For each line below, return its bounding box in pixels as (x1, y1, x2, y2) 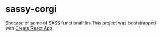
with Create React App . (5, 25, 54, 31)
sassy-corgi (5, 3, 57, 15)
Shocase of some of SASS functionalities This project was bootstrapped (5, 20, 156, 26)
